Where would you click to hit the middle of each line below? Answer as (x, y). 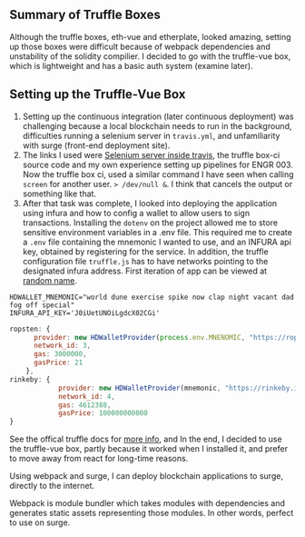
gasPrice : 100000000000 (103, 413)
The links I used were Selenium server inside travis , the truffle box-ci (151, 154)
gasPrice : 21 (58, 363)
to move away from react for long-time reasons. (99, 459)
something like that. (59, 194)
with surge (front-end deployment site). (96, 145)
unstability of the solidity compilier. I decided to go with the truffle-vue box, (150, 56)
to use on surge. (40, 522)
